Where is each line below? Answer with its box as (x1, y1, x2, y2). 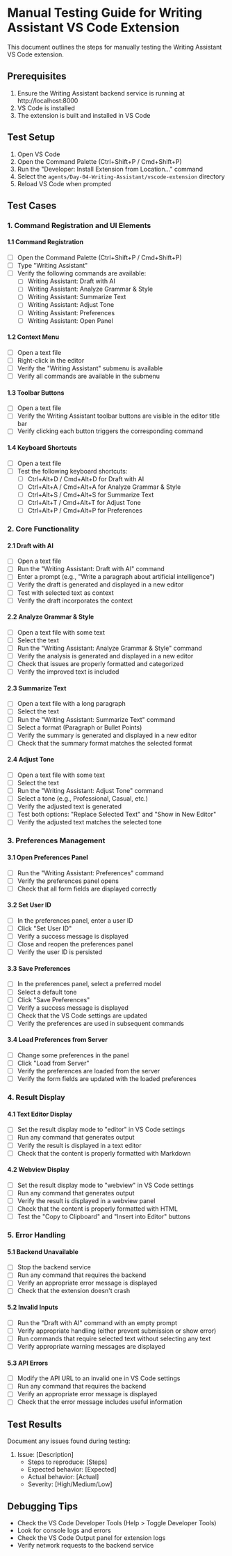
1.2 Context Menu (7, 333, 60, 341)
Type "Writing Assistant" (17, 262, 88, 270)
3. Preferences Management (7, 836, 106, 845)
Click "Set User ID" (17, 924, 72, 932)
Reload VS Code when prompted (17, 179, 112, 188)
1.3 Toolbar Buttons (7, 388, 65, 397)
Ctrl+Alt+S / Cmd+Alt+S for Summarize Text (27, 490, 154, 499)
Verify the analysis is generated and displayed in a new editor (17, 652, 194, 660)
